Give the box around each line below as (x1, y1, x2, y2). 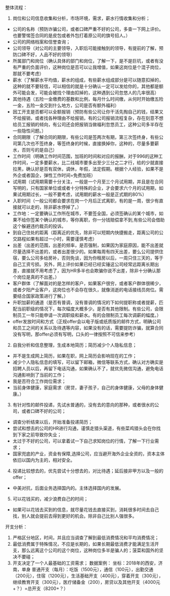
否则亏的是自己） (21, 147, 57, 153)
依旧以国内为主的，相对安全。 (12, 457, 75, 463)
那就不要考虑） (12, 71, 44, 76)
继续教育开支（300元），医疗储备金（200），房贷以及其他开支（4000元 (12, 579, 160, 585)
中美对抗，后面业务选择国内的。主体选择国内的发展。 (12, 485, 124, 491)
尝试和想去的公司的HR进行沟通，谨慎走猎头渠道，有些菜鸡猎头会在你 (12, 425, 157, 431)
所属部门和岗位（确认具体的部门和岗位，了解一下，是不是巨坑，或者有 (12, 58, 159, 64)
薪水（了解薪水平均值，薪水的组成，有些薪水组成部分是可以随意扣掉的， (12, 77, 163, 83)
